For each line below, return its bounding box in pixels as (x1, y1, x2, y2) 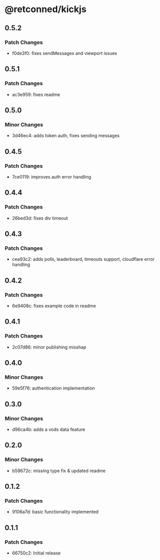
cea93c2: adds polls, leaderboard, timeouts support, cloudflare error (12, 256, 155, 262)
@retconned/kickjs (5, 4, 87, 15)
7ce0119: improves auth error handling (12, 174, 92, 180)
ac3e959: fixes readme (12, 91, 60, 97)
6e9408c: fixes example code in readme (12, 303, 96, 309)
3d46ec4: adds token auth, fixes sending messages (12, 133, 120, 139)
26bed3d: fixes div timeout (12, 215, 68, 221)
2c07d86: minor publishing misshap (12, 344, 87, 350)
